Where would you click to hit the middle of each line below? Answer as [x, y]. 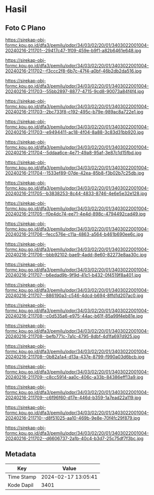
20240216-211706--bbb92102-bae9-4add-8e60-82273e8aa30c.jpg [76, 255]
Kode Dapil [21, 485]
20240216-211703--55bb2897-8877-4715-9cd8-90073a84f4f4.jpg [75, 91]
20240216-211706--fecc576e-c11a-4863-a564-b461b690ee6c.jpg [74, 234]
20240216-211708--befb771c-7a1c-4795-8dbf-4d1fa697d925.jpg [72, 336]
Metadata [21, 454]
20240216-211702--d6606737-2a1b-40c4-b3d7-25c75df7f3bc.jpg [74, 438]
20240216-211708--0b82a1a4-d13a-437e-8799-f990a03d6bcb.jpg [75, 357]
